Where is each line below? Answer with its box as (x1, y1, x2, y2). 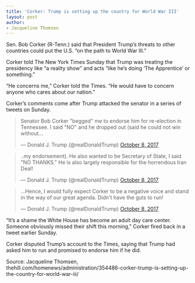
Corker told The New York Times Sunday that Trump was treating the (6, 59, 173, 66)
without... (20, 130, 43, 137)
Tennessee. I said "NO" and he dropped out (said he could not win (20, 124, 181, 131)
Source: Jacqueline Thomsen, (6, 258, 78, 265)
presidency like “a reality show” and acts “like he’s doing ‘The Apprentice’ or (6, 65, 190, 72)
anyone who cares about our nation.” (6, 88, 95, 96)
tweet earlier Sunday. (6, 229, 57, 236)
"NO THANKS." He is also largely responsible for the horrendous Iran (20, 159, 187, 166)
